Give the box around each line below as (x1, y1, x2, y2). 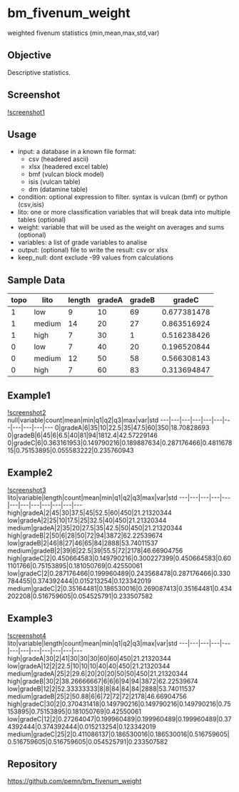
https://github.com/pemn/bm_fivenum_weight (7, 777, 142, 786)
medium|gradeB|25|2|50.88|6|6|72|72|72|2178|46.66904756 (7, 691, 187, 700)
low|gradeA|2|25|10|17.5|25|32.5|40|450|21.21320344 (7, 515, 167, 525)
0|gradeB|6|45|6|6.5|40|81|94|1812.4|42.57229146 (7, 431, 158, 439)
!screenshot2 (7, 408, 46, 416)
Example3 (7, 612, 54, 624)
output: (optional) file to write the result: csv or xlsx (17, 246, 168, 254)
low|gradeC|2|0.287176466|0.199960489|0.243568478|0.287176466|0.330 (7, 569, 230, 577)
